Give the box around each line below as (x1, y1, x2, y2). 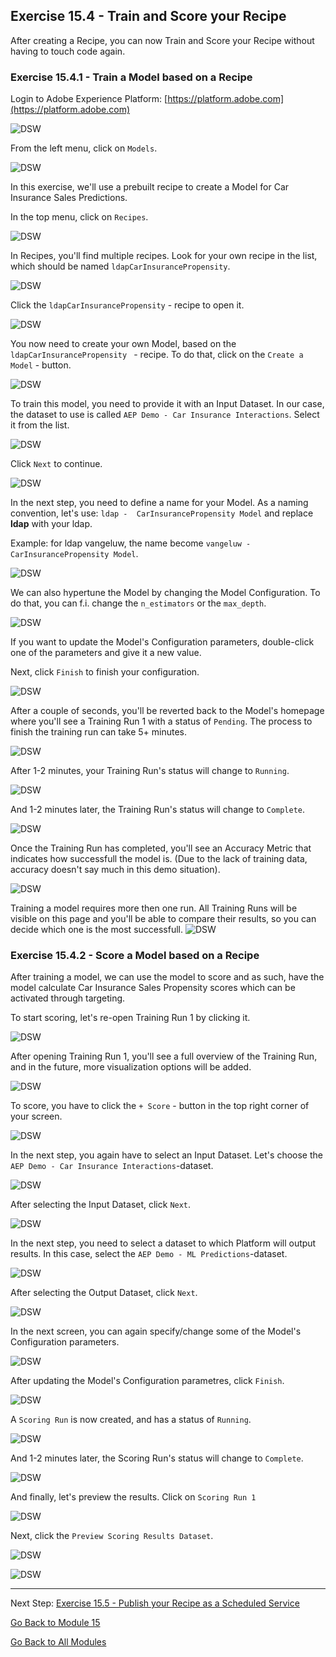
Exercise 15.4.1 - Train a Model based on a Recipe (10, 70, 253, 84)
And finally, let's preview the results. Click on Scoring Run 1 (10, 1491, 257, 1503)
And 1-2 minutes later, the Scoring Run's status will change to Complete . (10, 1452, 304, 1464)
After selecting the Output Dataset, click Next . (10, 1287, 198, 1299)
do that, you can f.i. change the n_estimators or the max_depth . (10, 597, 267, 609)
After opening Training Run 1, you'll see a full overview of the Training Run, (10, 1050, 318, 1063)
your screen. (10, 1110, 63, 1123)
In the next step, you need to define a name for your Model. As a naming (10, 497, 309, 509)
